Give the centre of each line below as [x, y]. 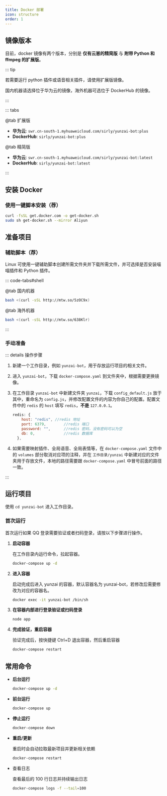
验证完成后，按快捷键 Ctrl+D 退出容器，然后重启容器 [66, 640]
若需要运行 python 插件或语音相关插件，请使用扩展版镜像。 [66, 80]
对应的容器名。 [37, 590]
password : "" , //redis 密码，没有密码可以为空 [72, 429]
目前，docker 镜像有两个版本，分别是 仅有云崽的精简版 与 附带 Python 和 [80, 53]
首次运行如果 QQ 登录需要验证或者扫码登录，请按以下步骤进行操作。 [75, 533]
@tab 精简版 [18, 147]
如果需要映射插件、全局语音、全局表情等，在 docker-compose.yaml [80, 448]
